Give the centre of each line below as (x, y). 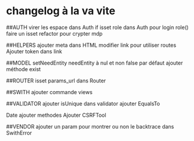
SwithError (19, 133)
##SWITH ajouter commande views (49, 92)
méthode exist (24, 69)
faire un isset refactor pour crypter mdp (54, 33)
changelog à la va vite (61, 11)
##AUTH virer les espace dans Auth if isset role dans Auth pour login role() (98, 27)
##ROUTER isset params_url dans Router (56, 81)
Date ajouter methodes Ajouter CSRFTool (56, 115)
